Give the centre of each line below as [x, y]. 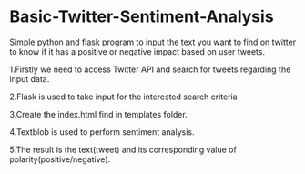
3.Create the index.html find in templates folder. [99, 114]
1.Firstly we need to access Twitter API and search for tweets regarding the [150, 69]
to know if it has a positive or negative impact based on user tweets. [137, 51]
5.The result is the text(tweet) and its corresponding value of [123, 149]
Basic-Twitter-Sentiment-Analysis [142, 17]
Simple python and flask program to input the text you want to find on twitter [153, 42]
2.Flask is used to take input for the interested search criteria [124, 97]
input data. [30, 78]
